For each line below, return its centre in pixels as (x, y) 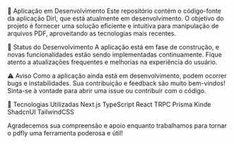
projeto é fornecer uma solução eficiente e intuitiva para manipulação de (113, 26)
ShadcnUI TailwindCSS (41, 112)
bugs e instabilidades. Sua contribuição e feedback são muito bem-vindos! (116, 83)
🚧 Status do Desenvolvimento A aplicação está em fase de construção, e (113, 47)
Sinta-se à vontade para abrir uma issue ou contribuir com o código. (107, 91)
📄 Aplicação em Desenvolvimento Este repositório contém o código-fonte (114, 11)
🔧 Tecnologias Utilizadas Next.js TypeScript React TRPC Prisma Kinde (109, 104)
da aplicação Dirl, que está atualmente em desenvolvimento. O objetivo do (116, 18)
